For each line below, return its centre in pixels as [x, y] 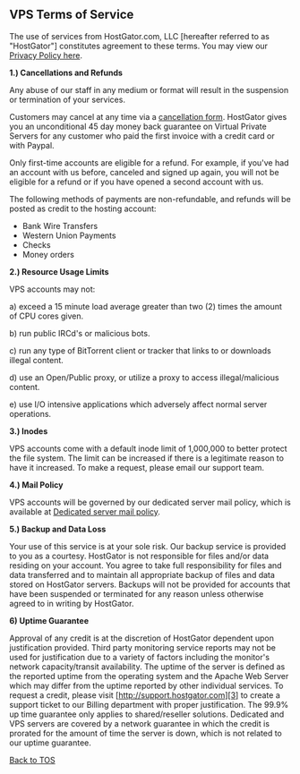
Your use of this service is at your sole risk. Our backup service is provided [148, 546]
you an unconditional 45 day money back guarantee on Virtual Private [138, 126]
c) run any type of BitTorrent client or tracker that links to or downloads [140, 350]
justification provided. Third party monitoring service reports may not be [142, 647]
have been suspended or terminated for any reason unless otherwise [137, 593]
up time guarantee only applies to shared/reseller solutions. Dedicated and [147, 714]
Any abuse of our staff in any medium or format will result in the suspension [149, 89]
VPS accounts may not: [52, 289]
